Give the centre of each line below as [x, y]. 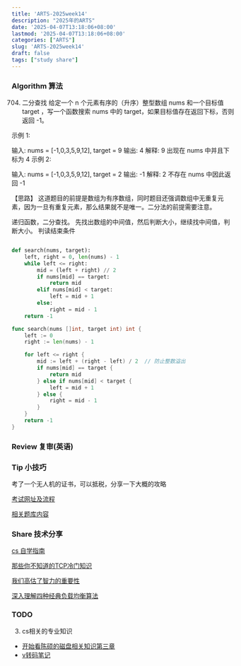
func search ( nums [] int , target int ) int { [77, 329]
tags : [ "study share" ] [45, 60]
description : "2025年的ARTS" [53, 21]
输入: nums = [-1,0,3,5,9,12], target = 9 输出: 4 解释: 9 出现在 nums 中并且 [118, 151]
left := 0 [39, 335]
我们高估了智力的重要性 [46, 581]
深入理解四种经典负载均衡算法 [55, 596]
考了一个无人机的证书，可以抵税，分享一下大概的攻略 [89, 484]
